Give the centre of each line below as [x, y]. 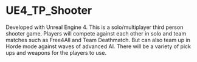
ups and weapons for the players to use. [56, 52]
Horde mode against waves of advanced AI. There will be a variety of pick [98, 46]
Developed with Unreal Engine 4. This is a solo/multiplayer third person [95, 27]
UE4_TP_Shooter [49, 11]
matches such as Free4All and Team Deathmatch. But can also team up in [98, 40]
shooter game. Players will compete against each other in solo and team [96, 33]
